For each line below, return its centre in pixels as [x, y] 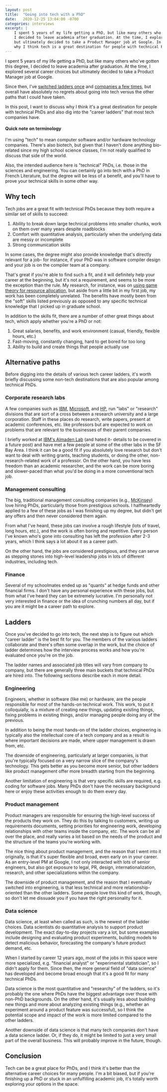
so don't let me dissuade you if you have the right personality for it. [74, 898]
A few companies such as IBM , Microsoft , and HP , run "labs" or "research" [82, 408]
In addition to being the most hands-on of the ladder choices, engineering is [83, 730]
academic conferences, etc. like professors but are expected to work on [79, 424]
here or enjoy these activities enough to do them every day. [66, 792]
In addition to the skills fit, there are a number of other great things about [80, 316]
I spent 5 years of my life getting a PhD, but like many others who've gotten [82, 61]
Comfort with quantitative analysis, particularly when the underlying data [87, 234]
